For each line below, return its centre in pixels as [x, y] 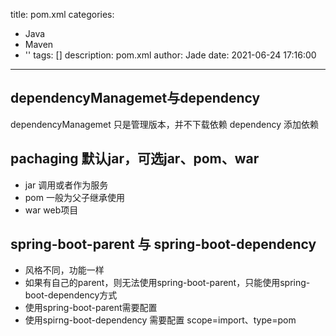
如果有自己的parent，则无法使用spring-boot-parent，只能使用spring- [167, 283]
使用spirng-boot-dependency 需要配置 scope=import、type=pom [160, 320]
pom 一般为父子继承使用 [74, 197]
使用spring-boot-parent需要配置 [91, 308]
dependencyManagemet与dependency [135, 98]
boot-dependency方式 [71, 295]
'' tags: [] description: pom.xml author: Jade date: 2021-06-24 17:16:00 [170, 55]
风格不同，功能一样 [64, 270]
